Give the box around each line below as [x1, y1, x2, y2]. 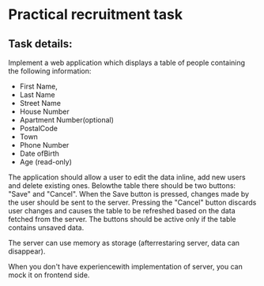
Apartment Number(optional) [19, 115, 115, 124]
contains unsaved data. [8, 223, 85, 232]
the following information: [8, 66, 92, 76]
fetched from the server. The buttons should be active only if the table [8, 215, 237, 224]
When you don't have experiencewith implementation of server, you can [8, 262, 243, 271]
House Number [19, 107, 70, 116]
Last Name [19, 90, 55, 100]
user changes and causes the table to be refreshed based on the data [8, 206, 236, 215]
